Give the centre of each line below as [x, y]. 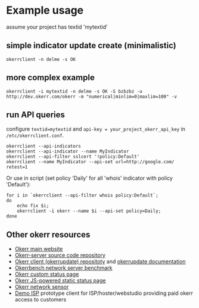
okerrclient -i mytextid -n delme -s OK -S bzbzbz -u [74, 91]
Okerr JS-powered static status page [60, 281]
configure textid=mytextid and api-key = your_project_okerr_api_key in [96, 129]
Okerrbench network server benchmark [63, 268]
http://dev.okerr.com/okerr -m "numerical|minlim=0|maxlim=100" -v [92, 97]
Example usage [45, 10]
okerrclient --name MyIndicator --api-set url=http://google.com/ [90, 162]
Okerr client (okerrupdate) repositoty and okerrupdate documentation [100, 262]
